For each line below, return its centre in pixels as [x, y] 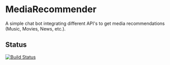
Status [16, 45]
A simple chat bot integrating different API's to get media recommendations [85, 23]
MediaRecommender [51, 9]
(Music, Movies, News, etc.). [35, 28]
